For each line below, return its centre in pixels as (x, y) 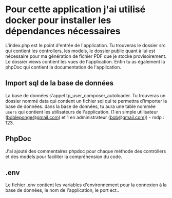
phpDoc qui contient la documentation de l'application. (63, 67)
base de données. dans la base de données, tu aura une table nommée (80, 106)
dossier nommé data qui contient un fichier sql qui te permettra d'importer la (86, 101)
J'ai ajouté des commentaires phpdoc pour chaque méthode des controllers (86, 151)
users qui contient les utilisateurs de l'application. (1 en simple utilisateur (82, 112)
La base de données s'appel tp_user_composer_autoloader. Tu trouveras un (85, 95)
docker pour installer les (58, 20)
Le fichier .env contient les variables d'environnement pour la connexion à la (86, 185)
